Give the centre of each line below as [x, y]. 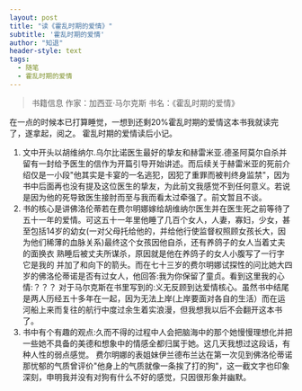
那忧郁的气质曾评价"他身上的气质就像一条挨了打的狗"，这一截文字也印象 [156, 366]
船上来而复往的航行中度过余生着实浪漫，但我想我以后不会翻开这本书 [156, 309]
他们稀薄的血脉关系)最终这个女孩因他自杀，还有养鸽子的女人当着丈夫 [158, 242]
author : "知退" [36, 43]
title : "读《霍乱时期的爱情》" [61, 26]
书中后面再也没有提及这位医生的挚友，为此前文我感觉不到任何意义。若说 [156, 186]
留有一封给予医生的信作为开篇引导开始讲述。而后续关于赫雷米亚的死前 [152, 164]
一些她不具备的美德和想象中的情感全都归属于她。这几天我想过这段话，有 [156, 343]
